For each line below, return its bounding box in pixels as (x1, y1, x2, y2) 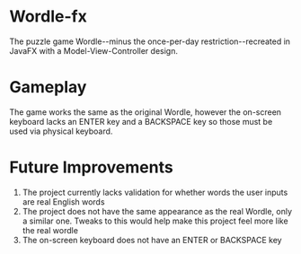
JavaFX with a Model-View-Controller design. (9, 45, 178, 56)
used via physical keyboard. (9, 126, 113, 136)
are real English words (22, 196, 105, 207)
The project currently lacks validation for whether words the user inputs (22, 187, 288, 197)
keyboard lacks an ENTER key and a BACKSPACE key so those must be (9, 116, 273, 127)
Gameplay (9, 77, 87, 98)
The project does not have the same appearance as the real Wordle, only (22, 206, 293, 216)
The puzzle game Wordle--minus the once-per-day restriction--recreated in (9, 36, 290, 47)
